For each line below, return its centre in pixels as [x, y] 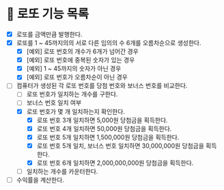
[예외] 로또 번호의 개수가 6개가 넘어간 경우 [83, 51]
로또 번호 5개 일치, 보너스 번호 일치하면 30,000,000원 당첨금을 [120, 146]
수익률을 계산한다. [40, 180]
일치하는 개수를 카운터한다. [62, 171]
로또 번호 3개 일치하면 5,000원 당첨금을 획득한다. [102, 120]
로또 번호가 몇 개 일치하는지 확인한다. [76, 111]
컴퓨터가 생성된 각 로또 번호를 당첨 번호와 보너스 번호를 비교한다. [102, 85]
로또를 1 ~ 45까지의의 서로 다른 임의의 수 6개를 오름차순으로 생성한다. [109, 43]
